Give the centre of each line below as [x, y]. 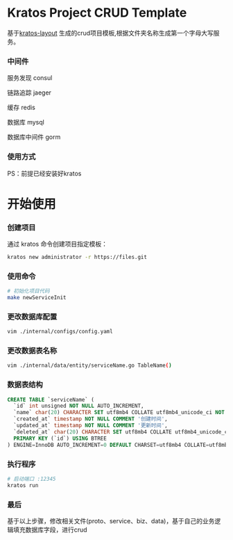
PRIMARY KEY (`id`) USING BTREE [60, 438]
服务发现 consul [30, 78]
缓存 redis [21, 108]
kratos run [23, 485]
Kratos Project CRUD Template [97, 13]
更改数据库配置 [32, 317]
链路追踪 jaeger [29, 93]
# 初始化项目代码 [28, 291]
